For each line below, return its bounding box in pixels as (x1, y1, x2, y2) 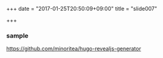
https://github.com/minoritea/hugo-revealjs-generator (6, 45, 141, 53)
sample (6, 31, 29, 39)
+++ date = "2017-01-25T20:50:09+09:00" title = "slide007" (6, 5, 158, 12)
